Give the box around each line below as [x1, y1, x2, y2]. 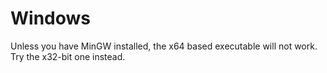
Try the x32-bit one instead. [10, 50, 126, 62]
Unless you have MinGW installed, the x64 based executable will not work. [10, 40, 318, 52]
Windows [10, 7, 91, 30]
